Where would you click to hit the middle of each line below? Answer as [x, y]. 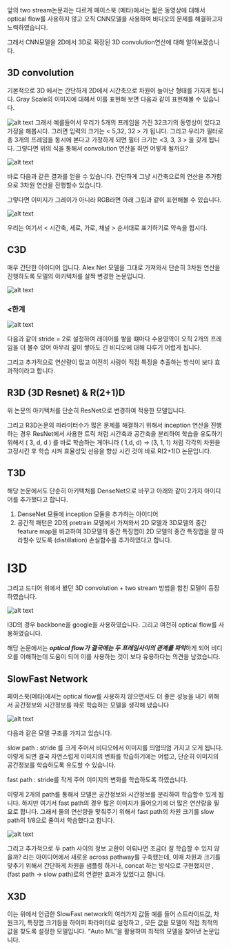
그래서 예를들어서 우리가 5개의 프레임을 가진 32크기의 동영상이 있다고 [128, 122]
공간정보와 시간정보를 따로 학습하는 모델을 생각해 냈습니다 [92, 705]
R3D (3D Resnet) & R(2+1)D [66, 393]
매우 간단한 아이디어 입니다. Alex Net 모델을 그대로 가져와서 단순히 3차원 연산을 [114, 267]
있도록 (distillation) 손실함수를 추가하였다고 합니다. [104, 540]
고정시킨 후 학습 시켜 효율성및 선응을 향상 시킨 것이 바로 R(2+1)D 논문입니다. [109, 450]
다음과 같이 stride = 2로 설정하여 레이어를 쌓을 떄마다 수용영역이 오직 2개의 [108, 339]
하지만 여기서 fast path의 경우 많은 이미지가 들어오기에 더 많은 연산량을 [117, 803]
